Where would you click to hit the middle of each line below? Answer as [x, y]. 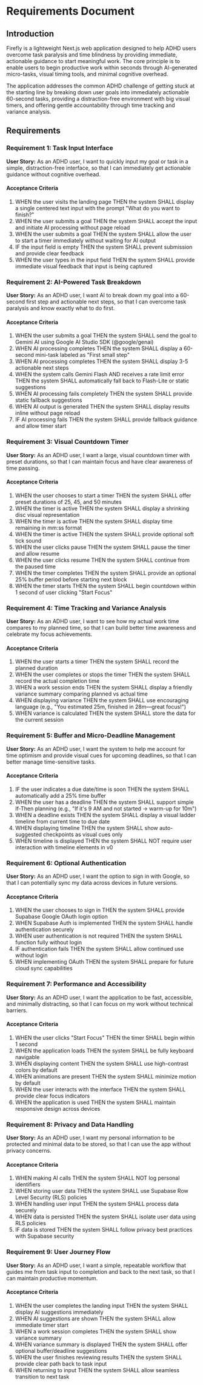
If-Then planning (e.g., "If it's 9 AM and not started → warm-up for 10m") [106, 808]
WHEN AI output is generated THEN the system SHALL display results [102, 407]
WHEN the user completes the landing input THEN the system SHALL [101, 1305]
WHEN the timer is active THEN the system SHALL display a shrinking [102, 508]
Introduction [30, 34]
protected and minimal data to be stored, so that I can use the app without [98, 1144]
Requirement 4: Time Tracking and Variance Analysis [86, 608]
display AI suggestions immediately [59, 1312]
